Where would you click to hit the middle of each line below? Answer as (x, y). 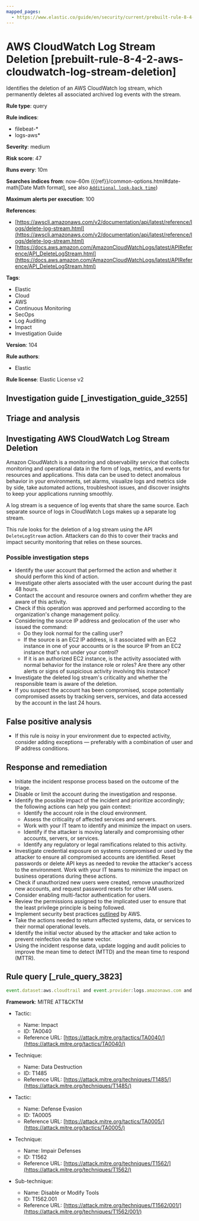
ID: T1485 (35, 1073)
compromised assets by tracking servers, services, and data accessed (101, 697)
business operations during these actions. (66, 876)
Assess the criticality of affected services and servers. (90, 819)
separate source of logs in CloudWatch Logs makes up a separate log (91, 512)
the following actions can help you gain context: (73, 806)
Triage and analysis (43, 418)
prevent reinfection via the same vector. (63, 939)
